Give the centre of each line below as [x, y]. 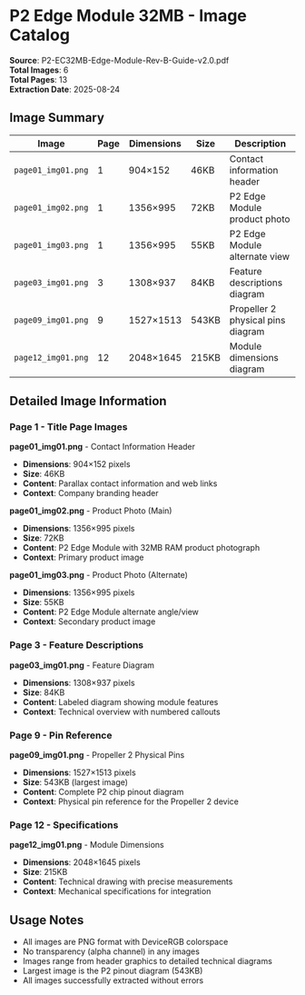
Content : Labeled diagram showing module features [120, 701]
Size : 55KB [43, 602]
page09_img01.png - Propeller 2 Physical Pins [97, 755]
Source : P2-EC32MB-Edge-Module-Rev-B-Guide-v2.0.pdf [119, 60]
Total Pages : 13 [39, 79]
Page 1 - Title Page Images [69, 427]
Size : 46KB [44, 474]
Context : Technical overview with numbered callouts [121, 711]
